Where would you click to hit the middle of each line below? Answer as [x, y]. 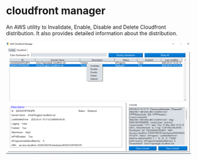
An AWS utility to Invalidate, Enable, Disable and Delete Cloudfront [86, 27]
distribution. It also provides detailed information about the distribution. [92, 33]
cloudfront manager [56, 11]
